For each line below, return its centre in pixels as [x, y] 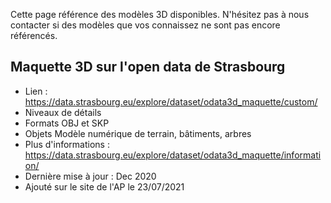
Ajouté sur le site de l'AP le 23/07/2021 [104, 186]
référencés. [34, 35]
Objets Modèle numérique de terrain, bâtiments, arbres [138, 133]
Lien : [36, 91]
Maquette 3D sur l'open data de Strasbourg [148, 67]
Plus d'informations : [67, 144]
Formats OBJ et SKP [67, 123]
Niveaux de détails [63, 112]
